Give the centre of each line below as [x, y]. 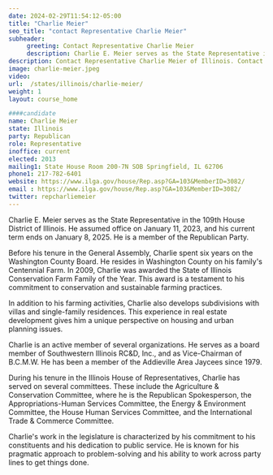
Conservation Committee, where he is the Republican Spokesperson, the [130, 395]
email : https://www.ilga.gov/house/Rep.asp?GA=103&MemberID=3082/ [125, 189]
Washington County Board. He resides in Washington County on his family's [135, 261]
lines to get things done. [49, 462]
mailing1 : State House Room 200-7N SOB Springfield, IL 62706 [116, 166]
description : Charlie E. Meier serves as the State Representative [143, 54]
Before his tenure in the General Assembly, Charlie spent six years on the [131, 253]
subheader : [27, 39]
